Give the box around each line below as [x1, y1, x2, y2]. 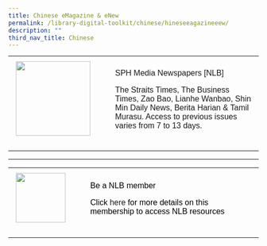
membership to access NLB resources [90, 207, 225, 217]
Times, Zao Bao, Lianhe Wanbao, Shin [114, 94, 252, 104]
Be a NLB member [90, 181, 157, 190]
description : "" [8, 26, 62, 34]
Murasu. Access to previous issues [114, 112, 238, 121]
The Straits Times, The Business [114, 85, 230, 95]
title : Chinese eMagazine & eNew [8, 11, 119, 20]
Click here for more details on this [90, 198, 209, 207]
